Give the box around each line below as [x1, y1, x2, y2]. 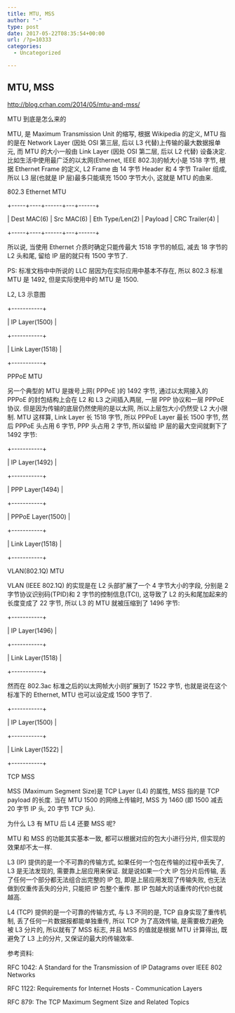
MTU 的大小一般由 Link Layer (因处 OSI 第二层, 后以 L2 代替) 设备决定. [24, 147, 227, 155]
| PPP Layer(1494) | [7, 485, 64, 493]
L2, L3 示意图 [7, 290, 46, 298]
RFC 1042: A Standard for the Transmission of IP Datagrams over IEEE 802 [7, 962, 222, 972]
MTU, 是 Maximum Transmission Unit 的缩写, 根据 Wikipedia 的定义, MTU [7, 129, 219, 137]
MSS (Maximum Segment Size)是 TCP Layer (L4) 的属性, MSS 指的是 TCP [7, 786, 220, 795]
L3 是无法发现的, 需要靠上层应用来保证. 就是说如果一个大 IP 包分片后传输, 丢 [7, 866, 227, 875]
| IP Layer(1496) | [7, 626, 58, 635]
